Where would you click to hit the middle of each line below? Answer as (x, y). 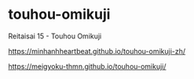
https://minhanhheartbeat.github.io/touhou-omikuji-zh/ (97, 51)
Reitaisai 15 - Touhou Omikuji (55, 36)
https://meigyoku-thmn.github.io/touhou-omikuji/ (87, 66)
